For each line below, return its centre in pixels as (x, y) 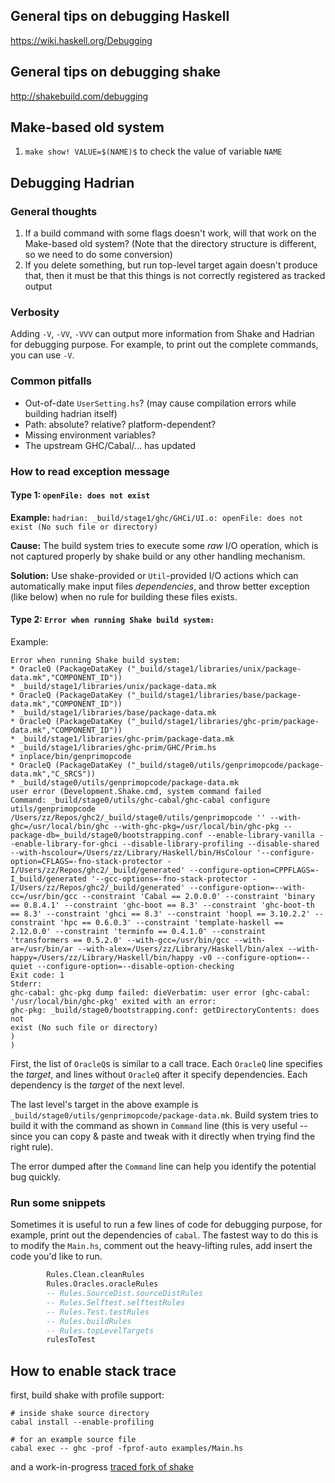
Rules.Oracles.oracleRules (102, 1284)
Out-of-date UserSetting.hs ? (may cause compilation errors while (160, 403)
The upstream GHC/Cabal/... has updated (110, 445)
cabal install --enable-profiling (82, 1422)
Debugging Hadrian (72, 182)
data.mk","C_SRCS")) (53, 774)
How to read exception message (90, 471)
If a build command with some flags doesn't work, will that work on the (170, 233)
